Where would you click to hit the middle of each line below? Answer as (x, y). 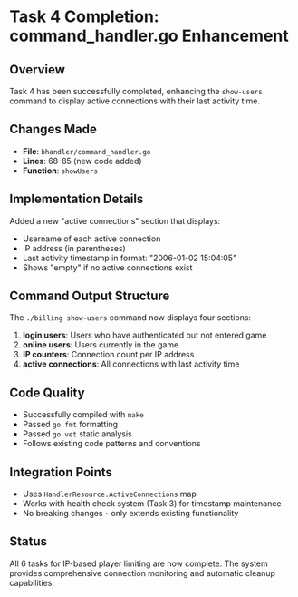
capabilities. (32, 582)
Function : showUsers (60, 171)
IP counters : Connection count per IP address (108, 355)
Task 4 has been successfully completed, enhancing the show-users (136, 91)
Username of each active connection (91, 239)
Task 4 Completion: (85, 17)
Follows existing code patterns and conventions (111, 444)
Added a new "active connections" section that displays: (115, 220)
